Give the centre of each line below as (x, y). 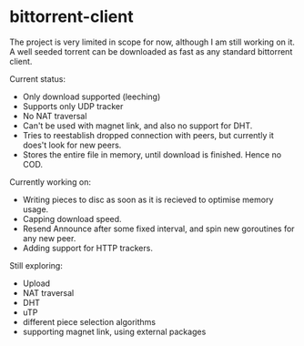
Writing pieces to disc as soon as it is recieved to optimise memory (148, 199)
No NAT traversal (55, 116)
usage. (35, 209)
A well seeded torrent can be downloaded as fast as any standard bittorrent (151, 51)
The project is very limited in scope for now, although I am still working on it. (152, 42)
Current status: (38, 78)
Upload (36, 283)
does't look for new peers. (72, 145)
